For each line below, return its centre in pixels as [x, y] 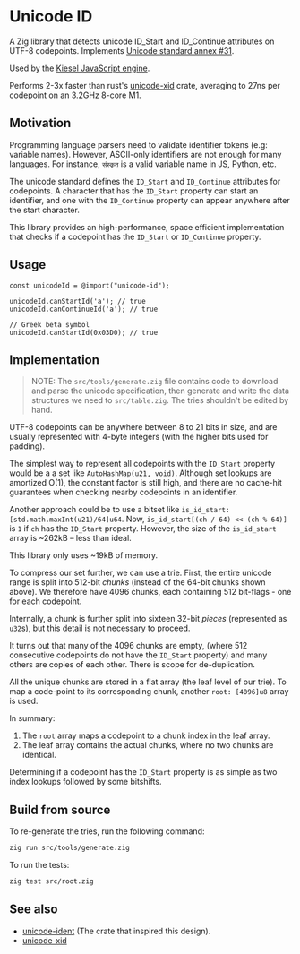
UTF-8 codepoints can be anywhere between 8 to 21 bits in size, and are [143, 427]
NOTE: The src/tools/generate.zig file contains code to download [154, 382]
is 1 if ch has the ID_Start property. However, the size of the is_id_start [143, 529]
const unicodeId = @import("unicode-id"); [90, 285]
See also [34, 910]
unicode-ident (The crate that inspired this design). [116, 931]
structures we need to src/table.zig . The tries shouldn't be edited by [160, 400]
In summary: [32, 718]
